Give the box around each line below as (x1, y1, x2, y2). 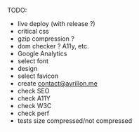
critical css (17, 27, 49, 35)
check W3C (17, 102, 52, 110)
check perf (17, 109, 50, 117)
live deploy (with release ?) (17, 20, 96, 27)
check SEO (17, 87, 50, 95)
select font (17, 57, 49, 65)
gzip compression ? (17, 34, 75, 43)
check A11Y (17, 94, 51, 103)
